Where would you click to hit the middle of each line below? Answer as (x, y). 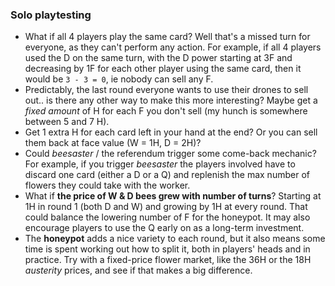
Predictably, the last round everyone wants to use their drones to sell (166, 90)
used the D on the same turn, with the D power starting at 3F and (158, 58)
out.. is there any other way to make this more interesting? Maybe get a (171, 100)
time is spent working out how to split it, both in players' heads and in (167, 249)
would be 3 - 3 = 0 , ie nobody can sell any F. (119, 79)
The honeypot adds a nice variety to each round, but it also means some (175, 239)
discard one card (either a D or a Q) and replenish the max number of (167, 175)
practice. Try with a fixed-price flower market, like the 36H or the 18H (168, 260)
